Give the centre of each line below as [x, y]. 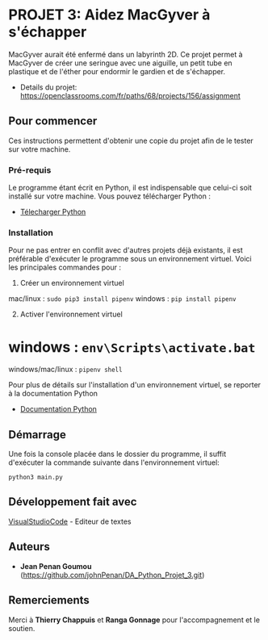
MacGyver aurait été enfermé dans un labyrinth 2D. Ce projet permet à [126, 54]
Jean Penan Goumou [56, 566]
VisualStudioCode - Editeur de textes [70, 521]
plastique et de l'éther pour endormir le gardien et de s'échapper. [117, 71]
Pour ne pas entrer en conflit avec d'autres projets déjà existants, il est [126, 250]
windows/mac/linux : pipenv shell [65, 370]
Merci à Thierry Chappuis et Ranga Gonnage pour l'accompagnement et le [134, 620]
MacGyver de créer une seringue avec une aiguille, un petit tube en [120, 63]
